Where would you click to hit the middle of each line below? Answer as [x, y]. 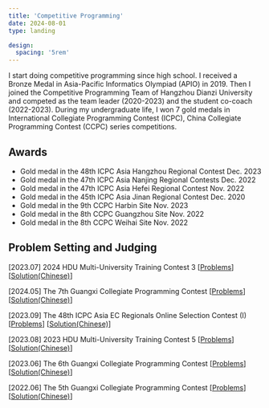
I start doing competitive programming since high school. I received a [123, 75]
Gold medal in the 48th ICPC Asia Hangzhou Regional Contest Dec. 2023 [141, 171]
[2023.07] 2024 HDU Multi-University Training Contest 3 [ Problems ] [121, 267]
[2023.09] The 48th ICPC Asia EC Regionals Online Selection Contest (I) [128, 315]
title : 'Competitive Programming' [66, 16]
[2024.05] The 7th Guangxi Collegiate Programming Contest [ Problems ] [127, 291]
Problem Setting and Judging [83, 248]
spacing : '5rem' [43, 53]
